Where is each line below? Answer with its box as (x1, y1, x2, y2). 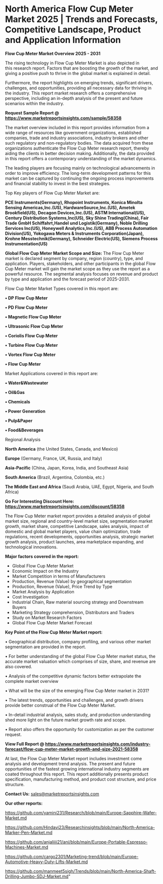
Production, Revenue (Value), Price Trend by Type (12, 583, 113, 589)
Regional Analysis (5, 436, 41, 442)
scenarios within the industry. (5, 100, 64, 106)
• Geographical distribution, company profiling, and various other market (5, 639, 151, 644)
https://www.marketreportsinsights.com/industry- (45, 741, 151, 747)
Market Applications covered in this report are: (5, 370, 98, 376)
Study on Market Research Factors (12, 615, 82, 621)
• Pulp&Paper (5, 417, 33, 423)
